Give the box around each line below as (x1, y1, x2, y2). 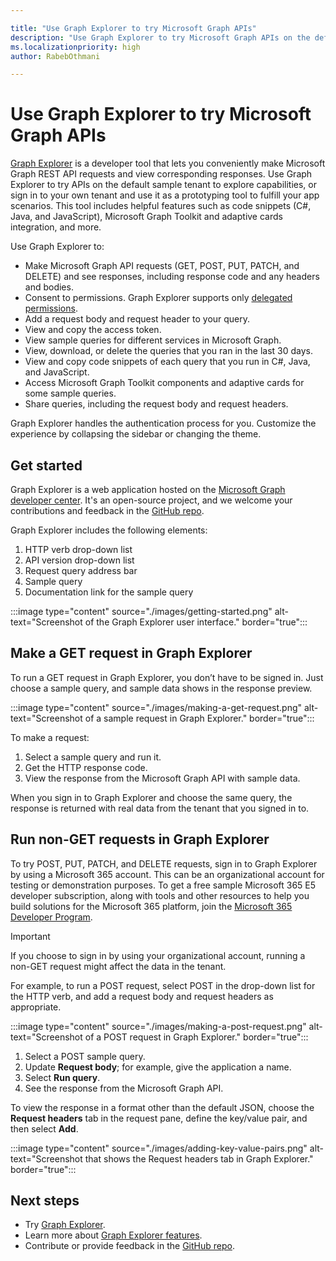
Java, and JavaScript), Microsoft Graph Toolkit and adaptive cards (10, 211, 283, 223)
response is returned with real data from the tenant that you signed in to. (10, 802, 310, 814)
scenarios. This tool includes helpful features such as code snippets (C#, (10, 200, 312, 212)
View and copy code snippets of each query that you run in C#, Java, (24, 356, 311, 368)
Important (10, 930, 51, 942)
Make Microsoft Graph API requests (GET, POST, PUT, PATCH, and (24, 260, 300, 272)
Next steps (10, 1192, 80, 1210)
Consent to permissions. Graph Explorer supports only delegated (24, 292, 293, 304)
